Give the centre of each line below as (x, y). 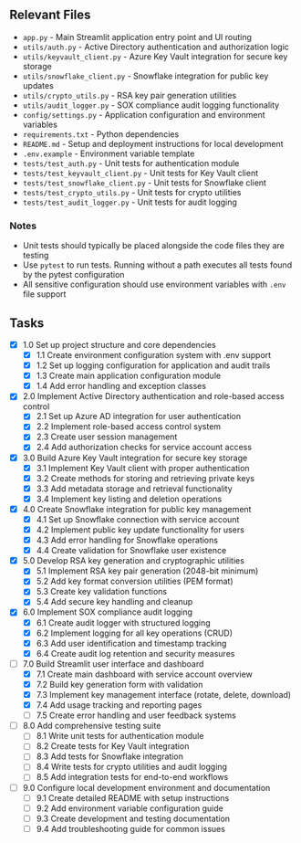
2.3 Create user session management (107, 437)
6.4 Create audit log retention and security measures (135, 653)
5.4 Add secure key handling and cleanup (114, 602)
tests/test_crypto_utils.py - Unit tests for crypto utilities (132, 192)
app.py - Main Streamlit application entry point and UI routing (137, 37)
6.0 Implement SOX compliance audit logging (108, 612)
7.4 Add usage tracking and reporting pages (119, 705)
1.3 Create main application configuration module (129, 376)
